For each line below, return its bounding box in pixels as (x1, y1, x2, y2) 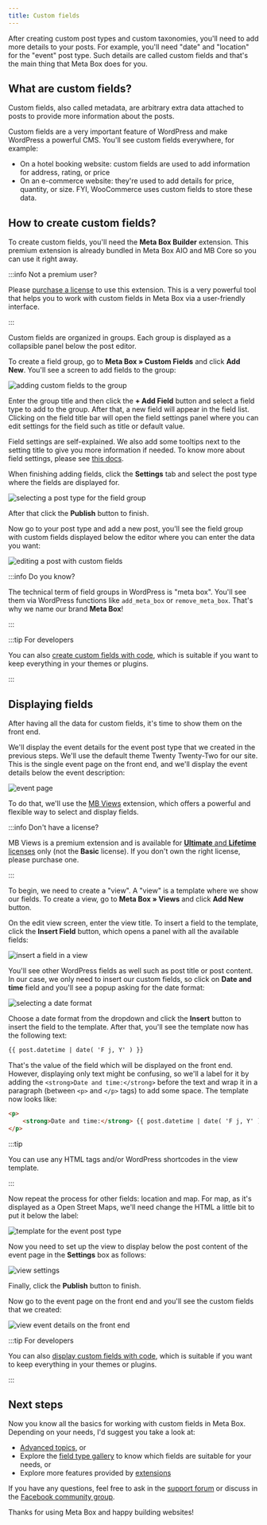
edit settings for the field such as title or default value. (8, 421, 185, 431)
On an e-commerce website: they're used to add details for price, (19, 176, 234, 186)
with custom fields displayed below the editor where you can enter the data (8, 533, 255, 542)
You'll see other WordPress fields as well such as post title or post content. (8, 966, 253, 976)
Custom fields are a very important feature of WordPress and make (8, 127, 228, 136)
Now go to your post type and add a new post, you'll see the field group (8, 524, 244, 534)
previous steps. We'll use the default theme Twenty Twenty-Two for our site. (8, 751, 258, 761)
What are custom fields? (8, 82, 133, 96)
